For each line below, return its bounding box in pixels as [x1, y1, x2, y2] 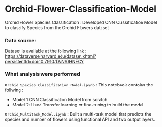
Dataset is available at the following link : [5, 48, 87, 54]
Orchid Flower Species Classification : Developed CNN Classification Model [5, 20, 157, 25]
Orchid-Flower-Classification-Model [5, 3, 157, 15]
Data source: [5, 37, 37, 43]
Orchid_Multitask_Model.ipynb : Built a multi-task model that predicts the [5, 111, 152, 117]
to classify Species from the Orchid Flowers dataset [5, 24, 109, 30]
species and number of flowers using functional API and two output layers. [5, 116, 155, 122]
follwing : [5, 87, 23, 93]
